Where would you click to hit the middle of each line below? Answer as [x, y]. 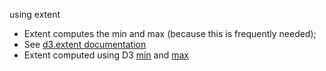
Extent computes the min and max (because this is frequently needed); [170, 33]
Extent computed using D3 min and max [106, 55]
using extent [35, 14]
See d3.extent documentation [85, 44]
